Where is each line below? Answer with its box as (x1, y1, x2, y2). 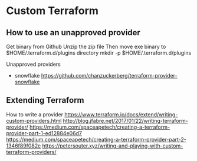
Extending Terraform (6, 95, 84, 105)
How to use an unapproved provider (6, 28, 140, 38)
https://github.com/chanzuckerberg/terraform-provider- (41, 72, 178, 79)
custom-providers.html (6, 117, 62, 124)
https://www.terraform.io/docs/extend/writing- (64, 110, 178, 118)
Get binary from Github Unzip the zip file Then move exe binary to (6, 43, 166, 50)
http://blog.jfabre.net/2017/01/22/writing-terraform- (63, 117, 189, 124)
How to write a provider (6, 110, 64, 118)
